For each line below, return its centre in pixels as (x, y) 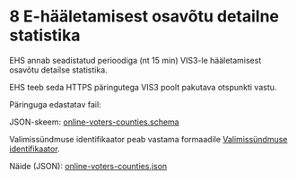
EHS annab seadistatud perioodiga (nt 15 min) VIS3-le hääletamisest (135, 60)
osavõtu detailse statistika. (58, 70)
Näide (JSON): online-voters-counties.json (88, 166)
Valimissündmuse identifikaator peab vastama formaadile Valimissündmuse (148, 139)
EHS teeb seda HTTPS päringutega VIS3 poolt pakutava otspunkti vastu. (143, 87)
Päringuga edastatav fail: (55, 104)
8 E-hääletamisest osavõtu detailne (144, 17)
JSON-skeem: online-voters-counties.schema (94, 122)
